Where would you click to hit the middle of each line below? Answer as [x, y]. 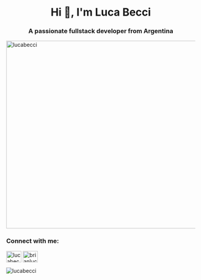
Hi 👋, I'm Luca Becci [101, 12]
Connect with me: [33, 241]
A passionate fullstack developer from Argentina [101, 31]
